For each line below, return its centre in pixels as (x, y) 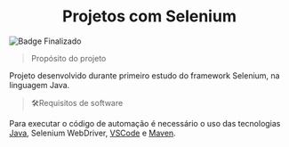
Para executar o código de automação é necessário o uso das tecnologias (145, 123)
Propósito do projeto (68, 58)
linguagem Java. (40, 85)
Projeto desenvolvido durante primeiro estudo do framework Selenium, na (144, 75)
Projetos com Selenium (149, 16)
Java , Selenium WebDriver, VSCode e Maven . (92, 133)
